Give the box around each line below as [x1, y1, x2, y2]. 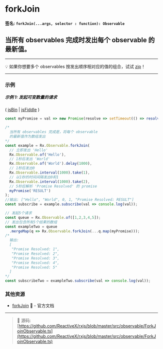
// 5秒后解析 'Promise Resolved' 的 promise [9, 184, 97, 189]
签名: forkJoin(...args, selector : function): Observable [5, 20, 125, 26]
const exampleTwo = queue [5, 224, 57, 229]
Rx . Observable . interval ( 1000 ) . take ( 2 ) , [9, 179, 90, 184]
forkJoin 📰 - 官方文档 [12, 303, 54, 309]
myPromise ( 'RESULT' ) [9, 188, 51, 193]
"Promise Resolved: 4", [11, 260, 60, 265]
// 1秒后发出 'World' [9, 157, 50, 161]
